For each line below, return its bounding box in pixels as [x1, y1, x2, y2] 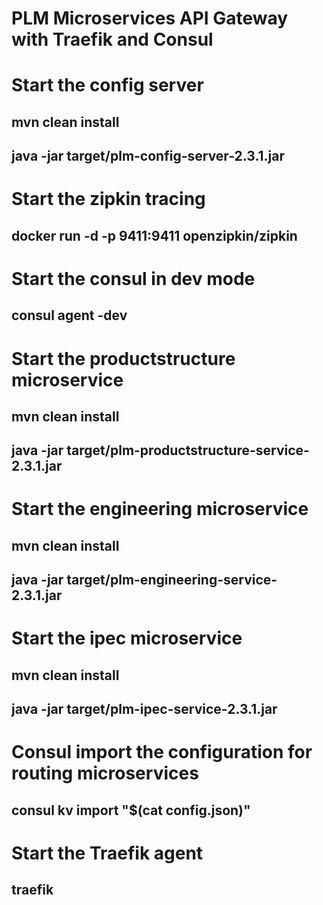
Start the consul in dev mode [11, 267, 256, 290]
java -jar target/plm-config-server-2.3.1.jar [11, 148, 286, 165]
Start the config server [11, 74, 204, 97]
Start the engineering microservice [11, 498, 309, 521]
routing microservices [11, 762, 199, 785]
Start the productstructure [11, 347, 236, 370]
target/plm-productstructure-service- [66, 442, 310, 459]
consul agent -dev [11, 307, 128, 324]
